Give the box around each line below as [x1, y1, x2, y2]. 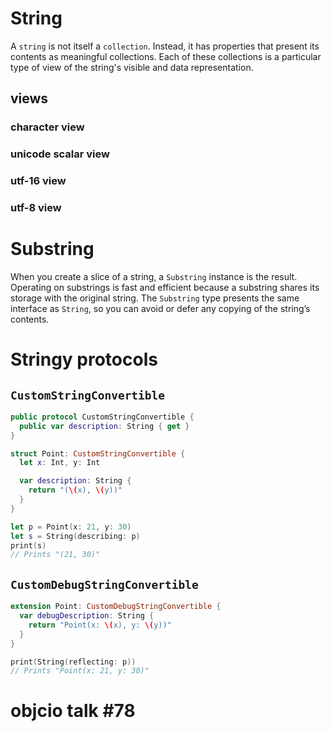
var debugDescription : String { [19, 611, 155, 621]
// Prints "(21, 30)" [10, 550, 101, 560]
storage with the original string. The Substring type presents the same [10, 292, 300, 304]
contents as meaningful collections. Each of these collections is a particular [10, 50, 322, 62]
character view [10, 120, 85, 134]
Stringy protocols [10, 348, 158, 371]
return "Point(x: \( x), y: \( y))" [28, 620, 172, 630]
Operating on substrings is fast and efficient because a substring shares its [10, 281, 320, 293]
